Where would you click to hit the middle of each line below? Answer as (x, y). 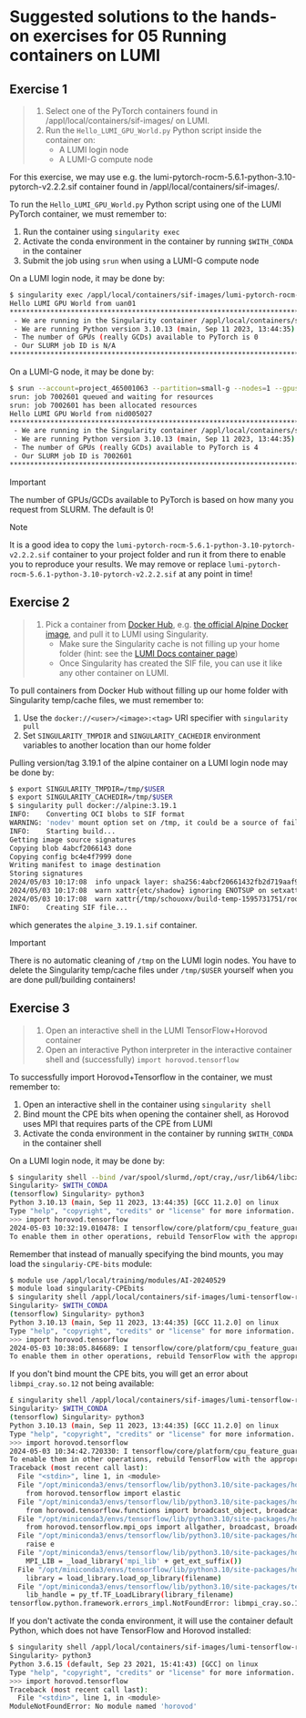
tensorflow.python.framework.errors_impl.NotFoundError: (120, 1604)
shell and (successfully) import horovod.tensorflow (142, 1059)
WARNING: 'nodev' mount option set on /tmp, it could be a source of (144, 823)
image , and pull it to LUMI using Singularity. (127, 634)
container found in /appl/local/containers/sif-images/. (179, 187)
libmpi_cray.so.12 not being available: (82, 1384)
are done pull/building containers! (73, 979)
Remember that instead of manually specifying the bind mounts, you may (147, 1253)
